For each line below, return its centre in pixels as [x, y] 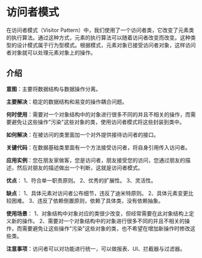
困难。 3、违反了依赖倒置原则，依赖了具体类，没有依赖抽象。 [87, 200]
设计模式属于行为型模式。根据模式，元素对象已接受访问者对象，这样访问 [106, 45]
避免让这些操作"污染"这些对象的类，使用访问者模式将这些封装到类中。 [98, 122]
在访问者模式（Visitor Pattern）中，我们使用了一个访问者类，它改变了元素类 [100, 30]
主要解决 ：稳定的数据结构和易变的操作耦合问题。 [67, 101]
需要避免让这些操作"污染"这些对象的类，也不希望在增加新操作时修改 [106, 228]
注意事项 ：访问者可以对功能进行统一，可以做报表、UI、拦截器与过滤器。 [96, 248]
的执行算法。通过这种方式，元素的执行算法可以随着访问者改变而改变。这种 [98, 37]
